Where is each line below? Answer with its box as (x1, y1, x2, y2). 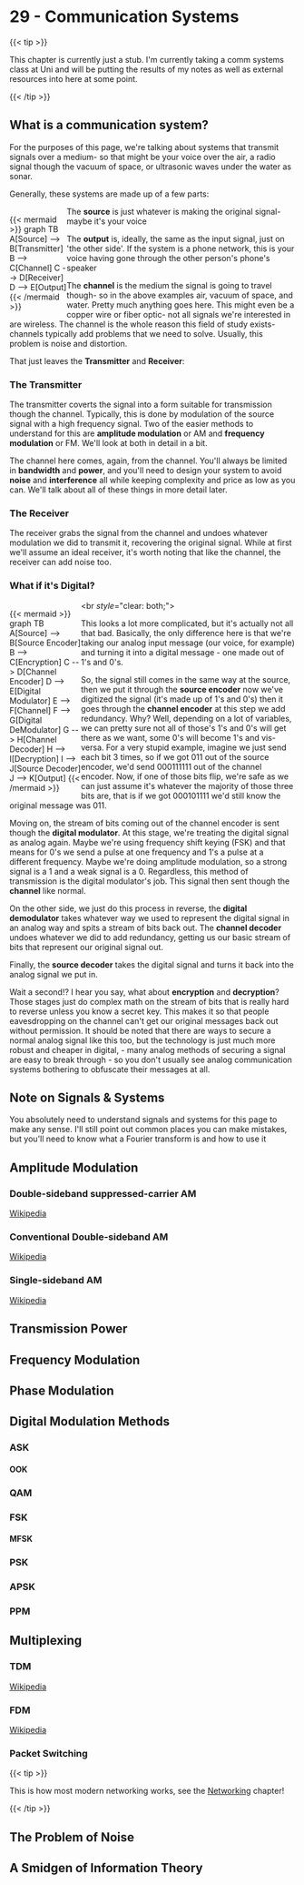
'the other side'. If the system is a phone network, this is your (66, 243, 295, 254)
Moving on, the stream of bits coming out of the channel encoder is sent (9, 817, 279, 828)
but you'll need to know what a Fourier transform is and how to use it (9, 1133, 267, 1144)
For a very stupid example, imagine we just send (105, 742, 287, 753)
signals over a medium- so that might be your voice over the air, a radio (9, 151, 276, 162)
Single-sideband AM (9, 1274, 103, 1287)
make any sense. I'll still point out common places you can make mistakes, (9, 1124, 288, 1135)
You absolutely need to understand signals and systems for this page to (9, 1114, 278, 1125)
